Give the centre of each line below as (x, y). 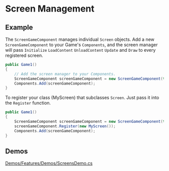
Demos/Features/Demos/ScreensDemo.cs (49, 163)
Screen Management (50, 9)
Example (19, 27)
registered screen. (24, 55)
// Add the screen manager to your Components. (65, 74)
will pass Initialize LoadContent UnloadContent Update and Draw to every (80, 50)
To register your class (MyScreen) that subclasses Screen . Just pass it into (82, 98)
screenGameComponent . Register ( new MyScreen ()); (65, 126)
